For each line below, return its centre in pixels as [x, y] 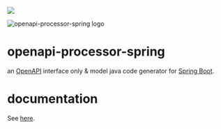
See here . [21, 118]
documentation [53, 99]
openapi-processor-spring [86, 52]
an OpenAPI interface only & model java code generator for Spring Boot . [111, 71]
